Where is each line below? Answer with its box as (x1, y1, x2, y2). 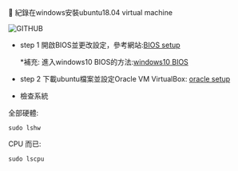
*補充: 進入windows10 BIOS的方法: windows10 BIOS (19, 58, 189, 66)
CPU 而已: (8, 139, 42, 149)
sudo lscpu (8, 155, 45, 163)
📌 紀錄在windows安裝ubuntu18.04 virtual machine (8, 8, 173, 17)
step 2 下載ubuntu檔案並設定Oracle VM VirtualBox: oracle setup (19, 74, 231, 83)
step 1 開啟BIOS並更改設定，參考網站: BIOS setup (19, 40, 181, 50)
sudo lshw (8, 124, 42, 132)
